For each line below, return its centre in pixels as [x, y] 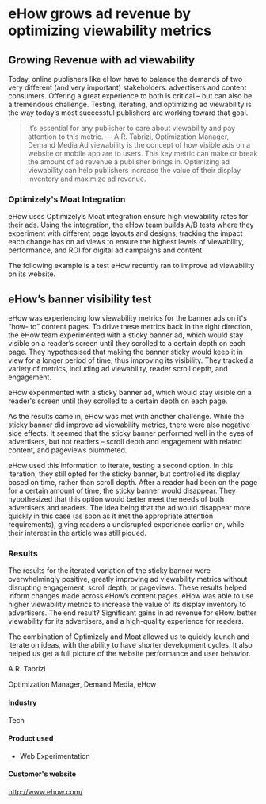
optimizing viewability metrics [110, 31]
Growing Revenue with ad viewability [102, 60]
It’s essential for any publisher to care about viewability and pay [131, 128]
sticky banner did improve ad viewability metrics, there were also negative [129, 425]
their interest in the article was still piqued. [77, 533]
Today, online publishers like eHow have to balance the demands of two [125, 79]
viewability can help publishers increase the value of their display [134, 170]
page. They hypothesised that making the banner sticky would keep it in [126, 352]
